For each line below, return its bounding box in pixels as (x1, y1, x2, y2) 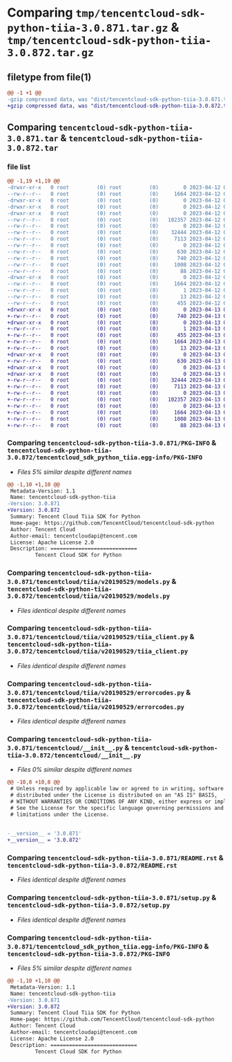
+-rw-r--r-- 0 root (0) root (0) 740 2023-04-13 (7, 312, 221, 319)
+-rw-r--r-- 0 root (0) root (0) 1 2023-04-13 (7, 325, 221, 332)
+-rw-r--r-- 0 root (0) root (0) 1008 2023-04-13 (7, 415, 221, 422)
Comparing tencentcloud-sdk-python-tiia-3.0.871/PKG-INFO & (7, 438, 217, 448)
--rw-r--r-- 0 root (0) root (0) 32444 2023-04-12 (7, 229, 221, 236)
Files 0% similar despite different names (17, 766, 133, 774)
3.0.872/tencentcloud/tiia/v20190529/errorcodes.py (7, 703, 185, 711)
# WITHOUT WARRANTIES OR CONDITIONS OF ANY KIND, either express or (10, 798, 212, 806)
